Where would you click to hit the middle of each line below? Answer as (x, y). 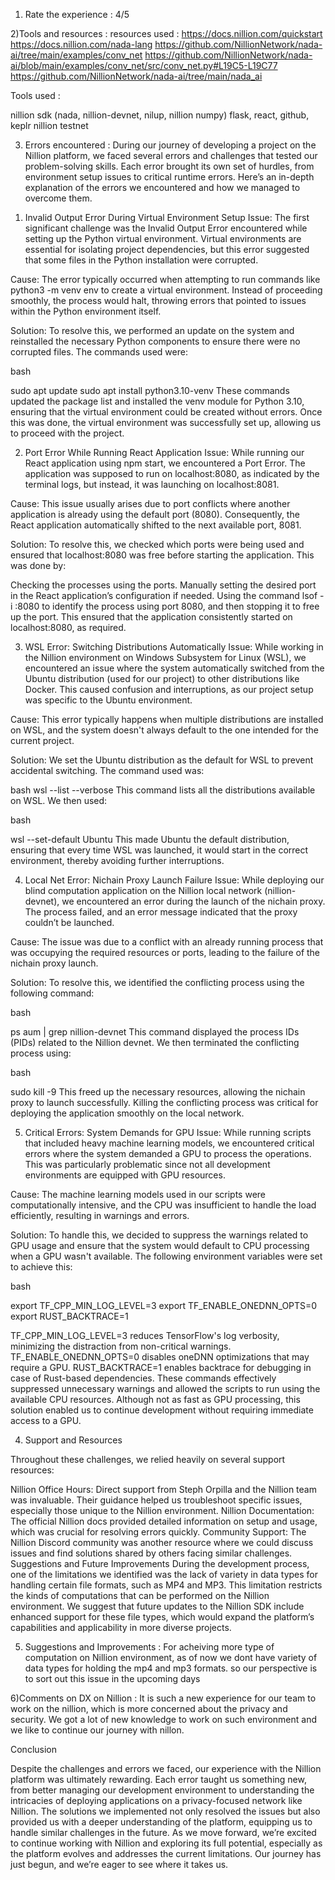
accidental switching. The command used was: (107, 770)
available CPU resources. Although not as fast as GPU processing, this (155, 1399)
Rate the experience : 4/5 (77, 14)
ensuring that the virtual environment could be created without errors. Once (166, 412)
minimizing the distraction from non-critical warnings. (121, 1346)
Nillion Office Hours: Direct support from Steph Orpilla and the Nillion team (163, 1489)
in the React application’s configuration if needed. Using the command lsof (164, 595)
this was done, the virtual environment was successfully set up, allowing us (166, 422)
